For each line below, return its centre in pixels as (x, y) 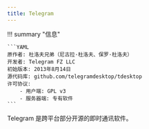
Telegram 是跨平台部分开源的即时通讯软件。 (70, 118)
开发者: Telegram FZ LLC (41, 62)
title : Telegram (30, 13)
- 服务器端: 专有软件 (47, 98)
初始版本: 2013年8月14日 (39, 69)
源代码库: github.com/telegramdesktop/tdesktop (75, 77)
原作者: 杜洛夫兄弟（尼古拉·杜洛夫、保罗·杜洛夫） (70, 54)
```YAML (18, 47)
